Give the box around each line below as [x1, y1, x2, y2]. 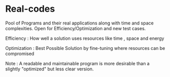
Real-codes [5, 3, 55, 15]
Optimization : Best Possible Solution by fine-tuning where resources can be [5, 45, 165, 51]
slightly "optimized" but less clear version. [5, 66, 94, 72]
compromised [5, 50, 35, 57]
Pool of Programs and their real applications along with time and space [5, 20, 154, 26]
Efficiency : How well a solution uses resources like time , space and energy [5, 35, 164, 41]
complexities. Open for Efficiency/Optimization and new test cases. [5, 25, 146, 31]
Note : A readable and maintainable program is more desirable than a [5, 60, 150, 66]
